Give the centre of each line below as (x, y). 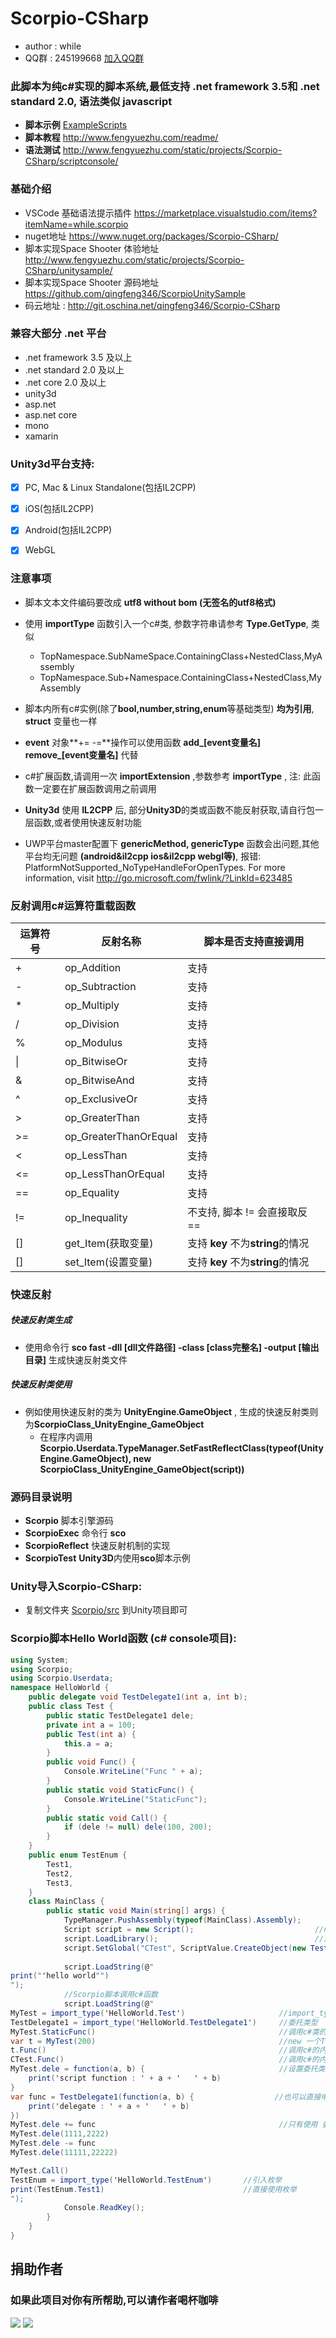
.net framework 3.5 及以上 (78, 357)
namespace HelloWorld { (60, 1688)
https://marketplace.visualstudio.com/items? (225, 213)
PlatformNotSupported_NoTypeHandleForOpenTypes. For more (155, 867)
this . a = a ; (88, 1743)
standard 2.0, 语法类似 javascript (91, 101)
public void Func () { (91, 1762)
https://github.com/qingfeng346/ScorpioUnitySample (135, 293)
